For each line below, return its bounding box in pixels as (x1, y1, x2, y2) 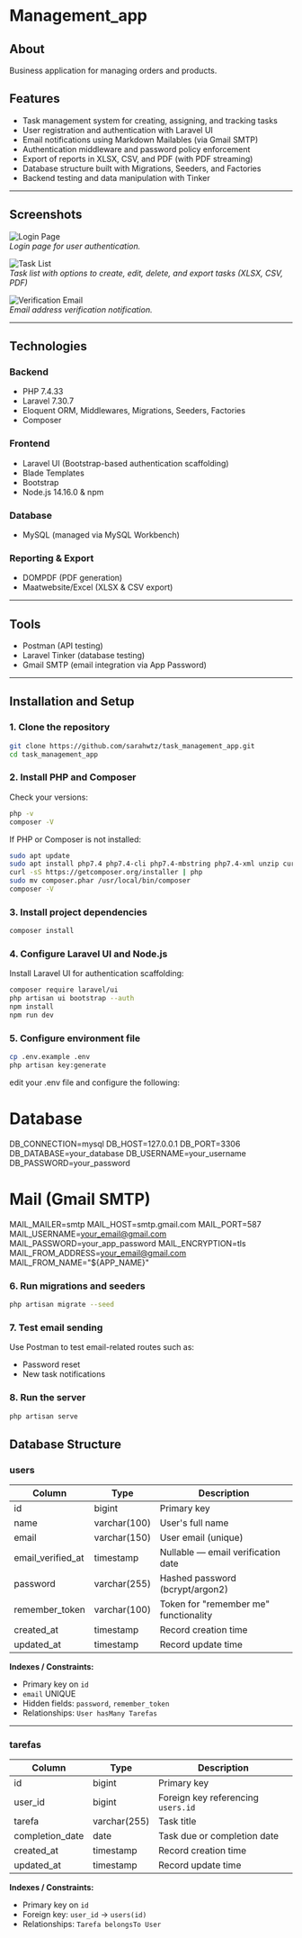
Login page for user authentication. (9, 240, 141, 251)
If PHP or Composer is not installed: (9, 834, 142, 845)
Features (9, 91, 60, 106)
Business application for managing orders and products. (9, 65, 218, 76)
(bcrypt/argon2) (159, 1583, 229, 1596)
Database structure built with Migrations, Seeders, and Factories (22, 163, 262, 174)
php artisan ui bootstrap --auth (9, 994, 135, 1003)
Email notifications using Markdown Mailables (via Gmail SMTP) (22, 134, 259, 145)
